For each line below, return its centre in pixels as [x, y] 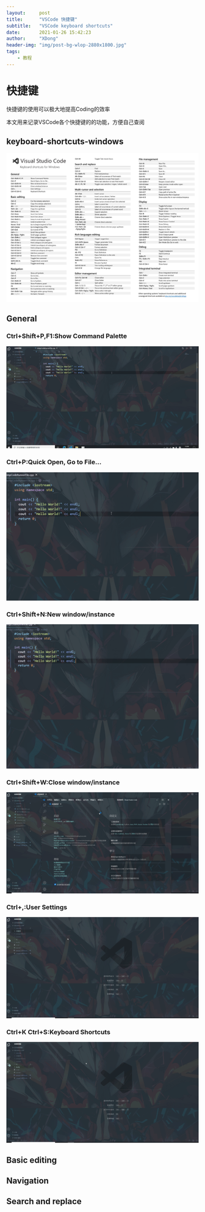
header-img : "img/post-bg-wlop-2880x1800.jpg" [67, 45]
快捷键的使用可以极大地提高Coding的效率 [58, 109]
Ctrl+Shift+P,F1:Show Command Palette [67, 336]
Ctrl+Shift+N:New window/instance [61, 614]
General [22, 319]
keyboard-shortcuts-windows [65, 141]
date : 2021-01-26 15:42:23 [49, 32]
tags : [13, 52]
